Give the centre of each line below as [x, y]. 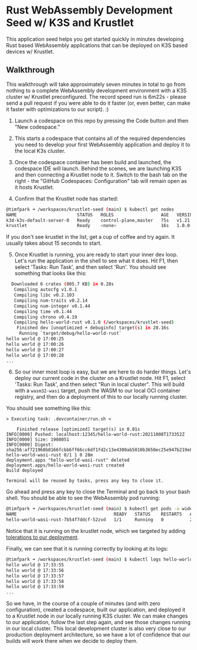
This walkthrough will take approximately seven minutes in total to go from [96, 84]
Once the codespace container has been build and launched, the [93, 162]
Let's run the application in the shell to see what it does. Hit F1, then [96, 261]
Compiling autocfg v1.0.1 [45, 290]
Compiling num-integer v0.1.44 [52, 306]
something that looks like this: [50, 274]
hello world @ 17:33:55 [35, 565]
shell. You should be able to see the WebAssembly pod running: [83, 498]
